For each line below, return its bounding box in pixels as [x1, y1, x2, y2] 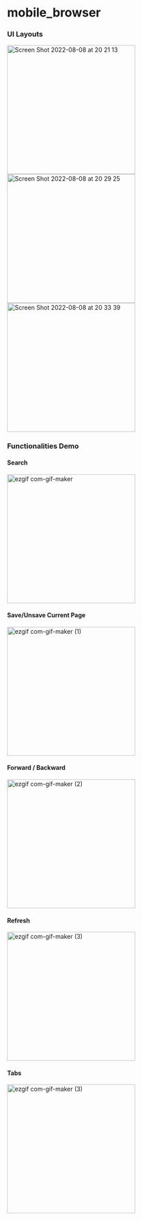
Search [7, 458, 29, 467]
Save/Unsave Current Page [7, 611, 86, 619]
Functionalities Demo [7, 441, 79, 451]
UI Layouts [7, 30, 43, 39]
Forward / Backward [7, 764, 66, 772]
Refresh [7, 916, 31, 924]
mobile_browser [7, 5, 101, 21]
